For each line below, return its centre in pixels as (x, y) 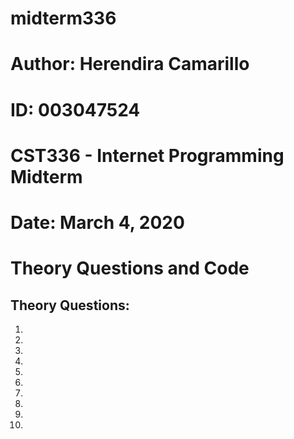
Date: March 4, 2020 (97, 222)
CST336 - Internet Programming (147, 155)
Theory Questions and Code (130, 268)
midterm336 (63, 18)
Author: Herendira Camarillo (130, 64)
